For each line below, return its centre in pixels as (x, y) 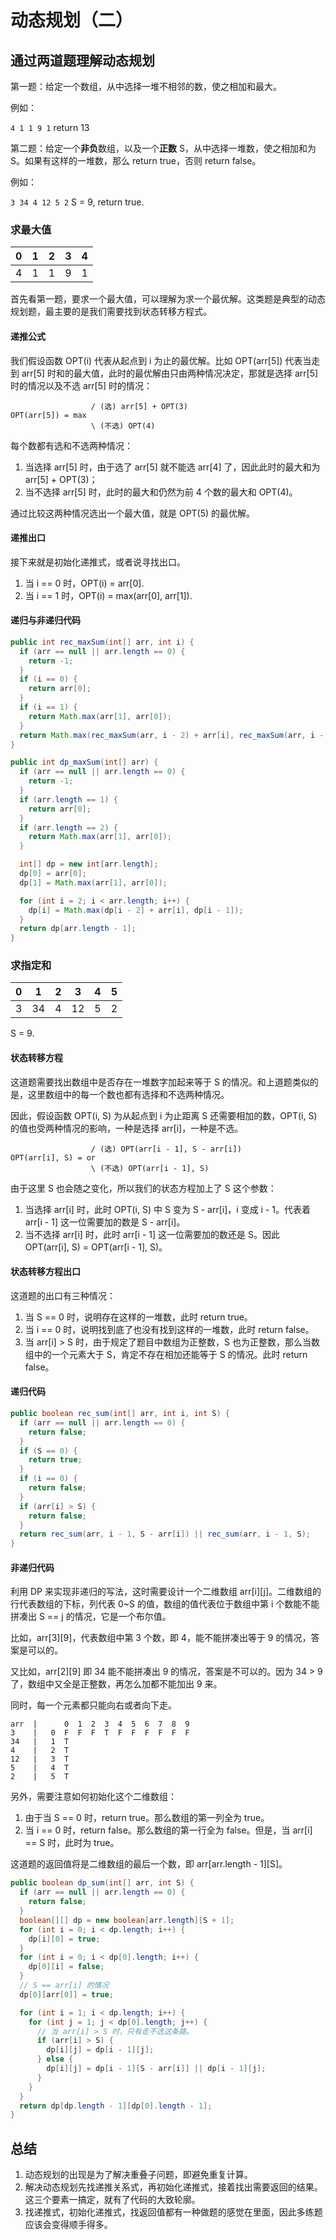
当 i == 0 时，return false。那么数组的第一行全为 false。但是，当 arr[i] (168, 1830)
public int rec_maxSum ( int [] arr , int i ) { (102, 642)
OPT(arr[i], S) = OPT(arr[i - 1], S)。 (96, 1247)
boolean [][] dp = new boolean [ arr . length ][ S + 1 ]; (127, 1920)
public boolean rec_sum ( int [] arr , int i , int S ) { (120, 1414)
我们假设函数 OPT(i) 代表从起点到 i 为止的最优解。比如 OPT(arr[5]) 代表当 (161, 360)
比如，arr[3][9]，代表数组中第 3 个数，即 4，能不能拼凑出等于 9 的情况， (161, 1638)
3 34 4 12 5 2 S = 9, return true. (77, 202)
